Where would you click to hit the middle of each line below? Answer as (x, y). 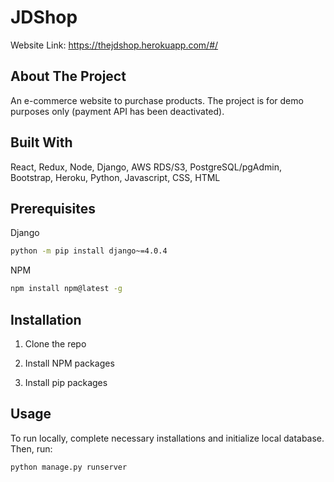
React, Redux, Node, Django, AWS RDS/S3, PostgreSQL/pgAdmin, (146, 167)
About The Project (68, 76)
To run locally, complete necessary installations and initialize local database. (167, 438)
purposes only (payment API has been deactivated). (117, 111)
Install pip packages (66, 382)
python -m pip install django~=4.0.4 (89, 251)
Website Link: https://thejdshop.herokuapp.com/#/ (114, 45)
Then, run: (31, 448)
